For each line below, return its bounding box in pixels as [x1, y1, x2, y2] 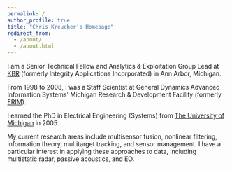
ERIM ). [7, 98, 27, 106]
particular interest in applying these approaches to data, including [7, 148, 197, 155]
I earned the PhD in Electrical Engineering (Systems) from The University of [7, 111, 225, 120]
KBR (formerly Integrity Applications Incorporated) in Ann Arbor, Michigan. [7, 69, 222, 78]
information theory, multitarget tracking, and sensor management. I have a [7, 140, 222, 148]
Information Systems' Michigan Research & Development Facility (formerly [7, 90, 222, 99]
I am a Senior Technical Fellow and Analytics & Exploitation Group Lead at [7, 62, 219, 70]
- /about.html [13, 43, 55, 50]
